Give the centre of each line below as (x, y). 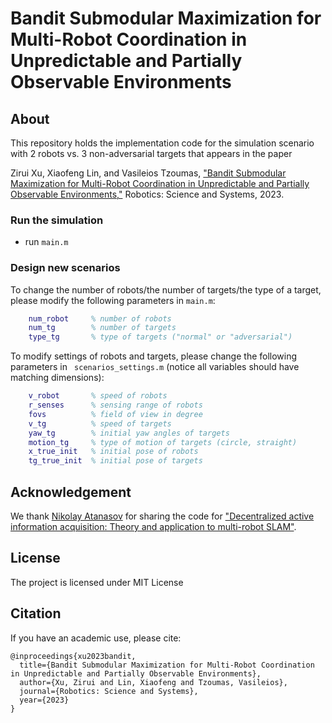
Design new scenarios (65, 268)
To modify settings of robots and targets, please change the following (154, 356)
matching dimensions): (57, 378)
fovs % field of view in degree (115, 414)
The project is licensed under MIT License (97, 582)
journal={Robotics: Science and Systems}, (109, 691)
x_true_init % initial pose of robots (113, 452)
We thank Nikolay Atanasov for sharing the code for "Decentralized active (162, 516)
